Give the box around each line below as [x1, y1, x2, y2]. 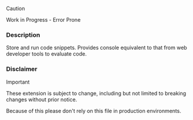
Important [6, 78, 30, 85]
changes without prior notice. [6, 96, 77, 103]
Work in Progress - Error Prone [6, 16, 81, 23]
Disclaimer [6, 65, 38, 73]
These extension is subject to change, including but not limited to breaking [6, 90, 187, 97]
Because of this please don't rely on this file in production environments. [6, 107, 182, 114]
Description [6, 30, 40, 39]
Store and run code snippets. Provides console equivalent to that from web [6, 44, 188, 52]
